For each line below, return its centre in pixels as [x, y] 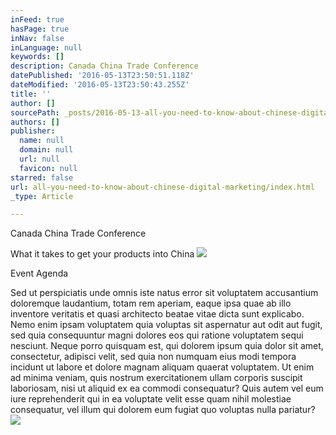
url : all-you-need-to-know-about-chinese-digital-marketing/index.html [162, 187]
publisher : [33, 131]
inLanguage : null [46, 47]
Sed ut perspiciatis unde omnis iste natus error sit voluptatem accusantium [164, 293]
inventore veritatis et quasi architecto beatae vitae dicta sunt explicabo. [157, 314]
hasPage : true [40, 29]
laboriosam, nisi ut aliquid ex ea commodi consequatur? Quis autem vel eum [167, 388]
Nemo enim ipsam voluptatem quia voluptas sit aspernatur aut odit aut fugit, [166, 325]
